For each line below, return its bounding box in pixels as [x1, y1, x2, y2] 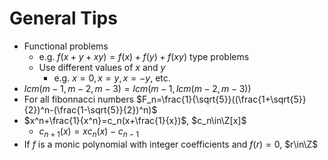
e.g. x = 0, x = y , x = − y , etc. [53, 72, 171, 84]
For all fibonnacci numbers [23, 93, 135, 105]
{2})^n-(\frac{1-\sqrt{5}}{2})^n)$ [23, 103, 158, 116]
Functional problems [23, 40, 109, 52]
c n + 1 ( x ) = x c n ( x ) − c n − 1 [38, 125, 139, 139]
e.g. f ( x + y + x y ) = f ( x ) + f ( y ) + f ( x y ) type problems [38, 50, 250, 62]
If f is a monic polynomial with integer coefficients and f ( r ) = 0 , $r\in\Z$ [23, 138, 319, 150]
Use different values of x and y [38, 61, 166, 73]
